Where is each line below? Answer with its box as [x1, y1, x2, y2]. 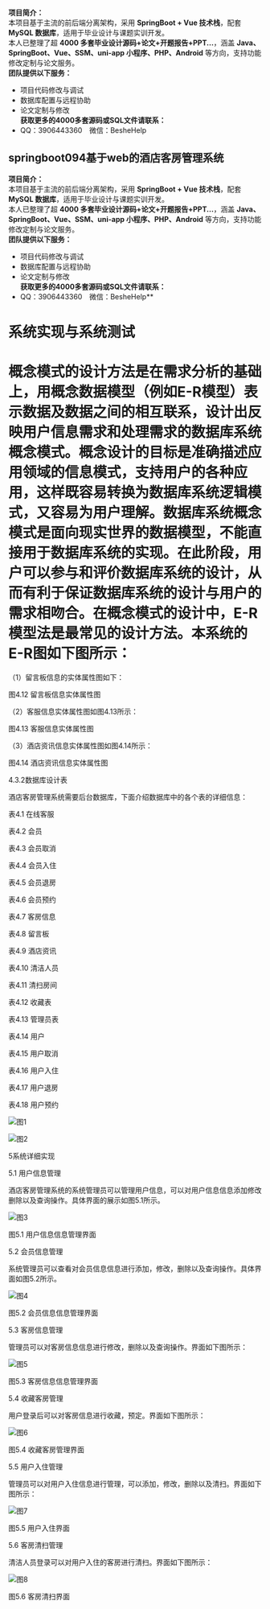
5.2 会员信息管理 [8, 1246, 63, 1256]
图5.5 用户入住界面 [8, 1523, 71, 1533]
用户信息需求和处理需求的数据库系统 [22, 423, 263, 442]
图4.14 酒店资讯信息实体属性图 [8, 758, 108, 767]
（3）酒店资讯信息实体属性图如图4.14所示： [8, 740, 153, 751]
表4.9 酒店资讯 [8, 945, 57, 956]
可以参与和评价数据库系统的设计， [22, 564, 248, 582]
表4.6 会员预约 [8, 895, 56, 904]
